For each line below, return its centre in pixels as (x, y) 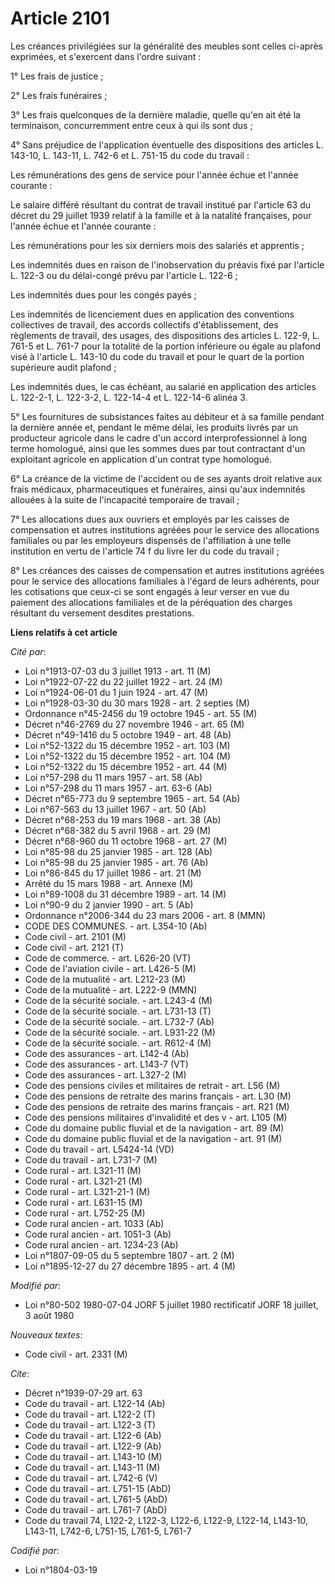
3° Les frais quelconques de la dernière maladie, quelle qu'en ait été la (155, 114)
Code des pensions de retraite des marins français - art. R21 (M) (157, 1106)
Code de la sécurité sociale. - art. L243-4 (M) (118, 1000)
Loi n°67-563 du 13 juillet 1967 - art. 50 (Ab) (115, 809)
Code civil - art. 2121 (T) (74, 947)
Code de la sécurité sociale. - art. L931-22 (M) (120, 1032)
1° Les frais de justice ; (57, 76)
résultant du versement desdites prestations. (102, 613)
